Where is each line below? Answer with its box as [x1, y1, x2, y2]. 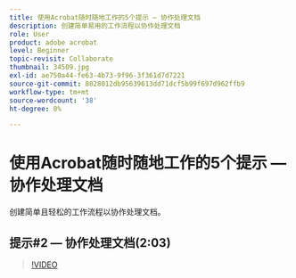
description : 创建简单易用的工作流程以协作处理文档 [9, 21, 181, 30]
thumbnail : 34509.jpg [9, 63, 90, 72]
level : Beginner [9, 46, 70, 55]
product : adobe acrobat [9, 37, 98, 47]
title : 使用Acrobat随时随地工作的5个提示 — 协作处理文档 [9, 12, 201, 22]
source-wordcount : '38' [9, 95, 98, 105]
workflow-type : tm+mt [9, 87, 90, 96]
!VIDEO [30, 259, 58, 270]
